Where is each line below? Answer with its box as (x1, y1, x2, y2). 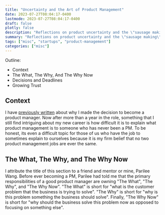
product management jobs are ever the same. (5, 141, 97, 147)
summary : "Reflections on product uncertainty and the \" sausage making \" (5, 35, 162, 40)
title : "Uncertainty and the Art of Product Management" (5, 7, 124, 12)
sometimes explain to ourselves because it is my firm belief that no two (5, 135, 149, 141)
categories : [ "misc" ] (5, 44, 50, 49)
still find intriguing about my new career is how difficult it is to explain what (5, 120, 156, 126)
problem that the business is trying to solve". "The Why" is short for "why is (5, 189, 158, 195)
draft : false (5, 21, 32, 26)
